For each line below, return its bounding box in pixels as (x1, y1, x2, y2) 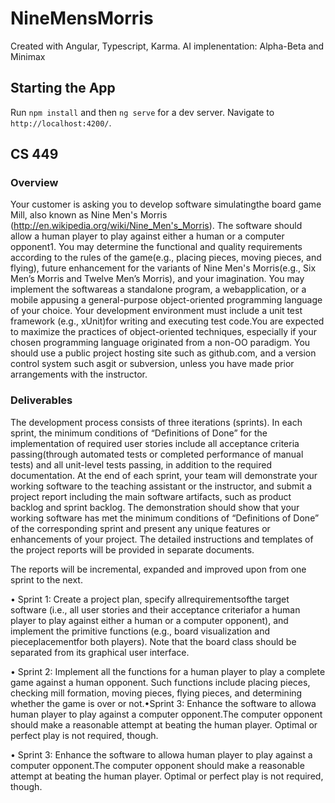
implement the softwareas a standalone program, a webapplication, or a (10, 283, 307, 296)
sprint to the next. (10, 573, 83, 586)
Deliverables (10, 393, 73, 407)
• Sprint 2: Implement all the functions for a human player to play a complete (10, 665, 326, 677)
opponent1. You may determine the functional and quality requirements (10, 241, 303, 253)
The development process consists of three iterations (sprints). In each (10, 416, 303, 428)
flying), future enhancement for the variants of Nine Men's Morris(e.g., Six (10, 262, 317, 274)
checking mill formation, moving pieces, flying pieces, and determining (10, 687, 303, 699)
